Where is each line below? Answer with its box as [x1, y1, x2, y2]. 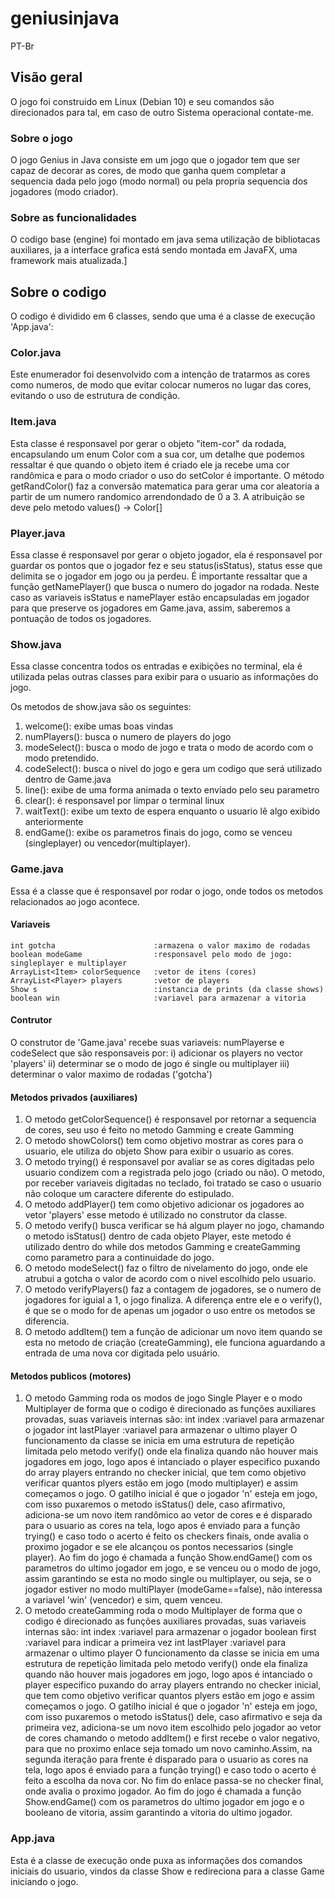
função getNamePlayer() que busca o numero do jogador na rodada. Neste [10, 581, 320, 593]
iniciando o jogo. [10, 1875, 79, 1887]
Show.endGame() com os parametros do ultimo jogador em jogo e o [24, 1796, 305, 1808]
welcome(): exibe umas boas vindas [24, 720, 174, 732]
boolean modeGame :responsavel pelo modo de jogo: [10, 949, 293, 959]
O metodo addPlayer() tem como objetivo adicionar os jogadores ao [24, 1198, 305, 1211]
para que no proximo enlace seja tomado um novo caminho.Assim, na [24, 1743, 313, 1755]
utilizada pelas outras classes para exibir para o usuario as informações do [10, 671, 319, 683]
